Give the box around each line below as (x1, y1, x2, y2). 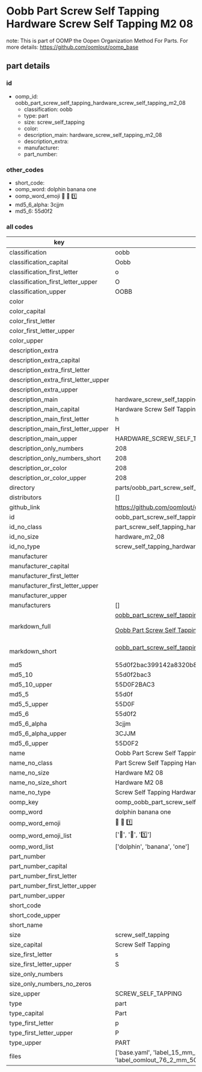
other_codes (6, 165, 44, 174)
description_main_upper (9, 434, 78, 443)
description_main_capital (9, 405, 80, 414)
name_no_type (9, 788, 51, 797)
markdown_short (9, 647, 57, 656)
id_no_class (9, 523, 42, 531)
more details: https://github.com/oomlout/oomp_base (6, 43, 139, 51)
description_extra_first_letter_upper (9, 376, 109, 384)
